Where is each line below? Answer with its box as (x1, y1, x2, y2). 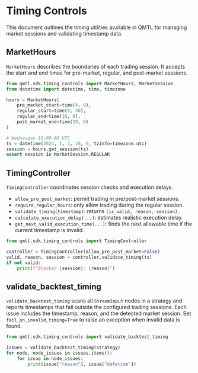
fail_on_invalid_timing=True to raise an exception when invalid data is (6, 316, 180, 323)
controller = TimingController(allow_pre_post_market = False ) (6, 249, 161, 255)
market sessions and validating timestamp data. (6, 30, 123, 37)
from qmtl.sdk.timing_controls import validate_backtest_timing (6, 334, 168, 340)
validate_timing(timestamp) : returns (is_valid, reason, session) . (14, 208, 180, 215)
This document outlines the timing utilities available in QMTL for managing (6, 24, 187, 31)
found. (6, 323, 23, 330)
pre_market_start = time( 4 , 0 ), (17, 102, 92, 108)
